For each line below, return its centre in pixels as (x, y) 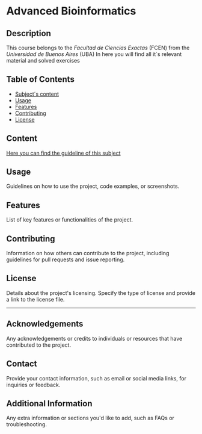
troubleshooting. (26, 424)
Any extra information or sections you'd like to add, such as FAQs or (90, 418)
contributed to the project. (38, 345)
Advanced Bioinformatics (71, 11)
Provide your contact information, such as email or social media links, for (96, 378)
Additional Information (49, 404)
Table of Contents (41, 79)
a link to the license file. (35, 299)
